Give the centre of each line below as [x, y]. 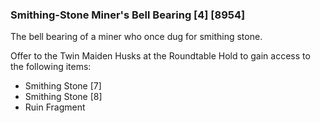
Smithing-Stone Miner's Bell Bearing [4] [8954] [128, 15]
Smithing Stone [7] [63, 86]
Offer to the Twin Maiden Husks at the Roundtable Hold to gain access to [160, 56]
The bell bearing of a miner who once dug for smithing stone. [136, 37]
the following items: [51, 67]
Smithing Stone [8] [63, 97]
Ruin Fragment [55, 107]
